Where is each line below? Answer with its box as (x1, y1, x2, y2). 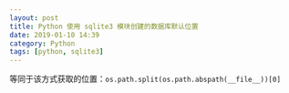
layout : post (9, 13, 59, 23)
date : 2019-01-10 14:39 (9, 30, 100, 39)
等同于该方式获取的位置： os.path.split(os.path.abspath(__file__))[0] (9, 74, 281, 85)
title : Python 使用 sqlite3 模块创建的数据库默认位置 (9, 22, 199, 31)
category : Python (9, 38, 76, 48)
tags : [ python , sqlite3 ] (9, 47, 104, 57)
